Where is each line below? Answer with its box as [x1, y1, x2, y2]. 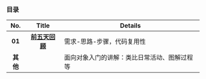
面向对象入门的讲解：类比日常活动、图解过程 [64, 53, 193, 62]
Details [120, 21, 141, 30]
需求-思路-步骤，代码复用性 [64, 38, 146, 46]
